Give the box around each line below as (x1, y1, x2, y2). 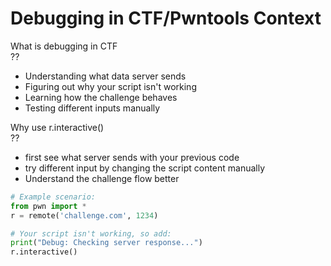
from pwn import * (10, 201, 87, 211)
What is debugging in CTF (10, 40, 118, 52)
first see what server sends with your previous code (24, 151, 240, 163)
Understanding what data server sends (24, 70, 187, 82)
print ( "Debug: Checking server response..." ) (10, 238, 203, 248)
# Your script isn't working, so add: (10, 228, 172, 239)
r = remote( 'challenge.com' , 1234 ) (10, 210, 159, 221)
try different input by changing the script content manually (24, 162, 266, 174)
